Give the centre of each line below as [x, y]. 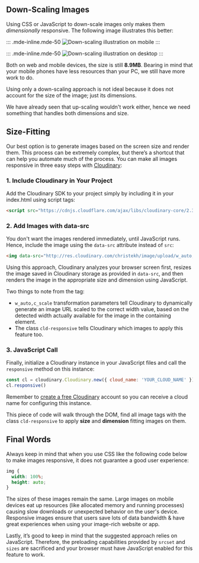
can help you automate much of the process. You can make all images [92, 159]
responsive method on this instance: [50, 369]
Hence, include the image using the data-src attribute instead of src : [90, 245]
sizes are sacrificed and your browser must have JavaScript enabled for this [99, 548]
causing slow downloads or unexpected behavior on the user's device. [92, 512]
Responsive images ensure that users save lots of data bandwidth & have [95, 518]
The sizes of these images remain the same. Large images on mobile [90, 499]
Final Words [29, 440]
